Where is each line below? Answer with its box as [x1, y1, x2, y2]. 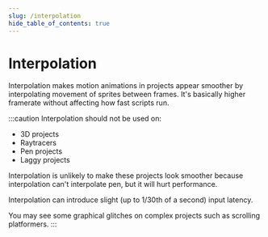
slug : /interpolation [8, 11, 82, 20]
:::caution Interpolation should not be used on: [8, 114, 162, 124]
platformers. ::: [8, 219, 57, 229]
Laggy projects [19, 155, 70, 165]
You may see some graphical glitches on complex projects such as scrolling [8, 211, 261, 221]
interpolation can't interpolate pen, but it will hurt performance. [8, 180, 218, 189]
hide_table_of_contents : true [8, 19, 111, 28]
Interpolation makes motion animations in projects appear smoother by [8, 81, 244, 91]
